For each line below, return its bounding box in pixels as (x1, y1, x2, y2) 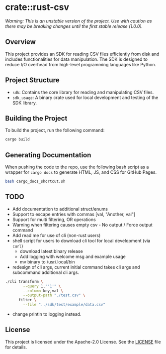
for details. (5, 344, 27, 350)
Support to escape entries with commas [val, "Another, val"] (12, 211, 136, 217)
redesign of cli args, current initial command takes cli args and (12, 264, 140, 270)
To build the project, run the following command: (5, 127, 105, 133)
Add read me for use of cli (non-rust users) (12, 232, 101, 238)
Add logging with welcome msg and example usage (19, 253, 126, 259)
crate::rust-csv (5, 1, 70, 13)
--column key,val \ (23, 288, 64, 293)
